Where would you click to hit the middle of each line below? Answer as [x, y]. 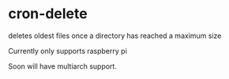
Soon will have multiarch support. [62, 66]
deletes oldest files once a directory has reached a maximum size [115, 36]
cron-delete [48, 14]
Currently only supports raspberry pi [68, 51]
